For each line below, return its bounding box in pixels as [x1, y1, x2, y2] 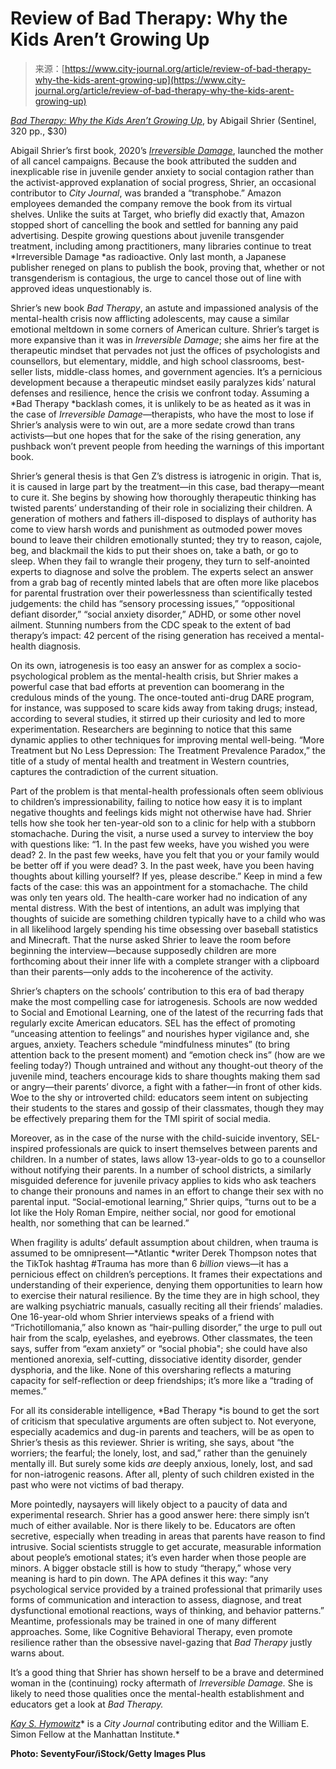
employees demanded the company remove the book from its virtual [10, 197, 293, 209]
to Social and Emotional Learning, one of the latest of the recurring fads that [10, 1006, 324, 1018]
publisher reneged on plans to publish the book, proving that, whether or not [10, 261, 325, 273]
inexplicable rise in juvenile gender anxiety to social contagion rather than [10, 165, 315, 177]
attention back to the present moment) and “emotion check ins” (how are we [10, 1048, 326, 1061]
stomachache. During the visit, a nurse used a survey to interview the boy [10, 827, 314, 839]
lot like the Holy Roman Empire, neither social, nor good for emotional [10, 1206, 297, 1218]
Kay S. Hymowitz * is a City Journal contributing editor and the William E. [10, 1717, 310, 1729]
